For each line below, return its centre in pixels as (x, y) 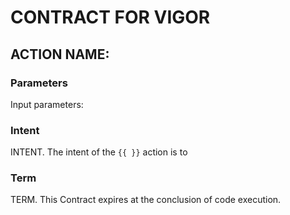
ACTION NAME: (60, 54)
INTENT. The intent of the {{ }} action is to (99, 152)
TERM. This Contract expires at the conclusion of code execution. (146, 200)
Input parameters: (47, 104)
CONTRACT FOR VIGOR (110, 17)
